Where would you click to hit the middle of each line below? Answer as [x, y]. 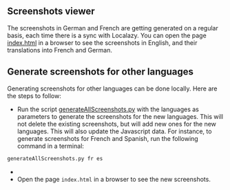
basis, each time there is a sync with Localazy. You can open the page [107, 35]
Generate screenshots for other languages [101, 72]
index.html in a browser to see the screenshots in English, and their [102, 42]
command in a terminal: [51, 146]
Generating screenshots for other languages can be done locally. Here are [112, 88]
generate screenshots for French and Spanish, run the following [107, 138]
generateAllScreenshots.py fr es [55, 158]
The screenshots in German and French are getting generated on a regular [113, 28]
